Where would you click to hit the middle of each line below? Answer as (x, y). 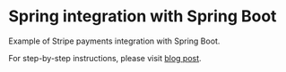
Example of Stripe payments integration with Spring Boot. (114, 41)
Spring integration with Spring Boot (143, 16)
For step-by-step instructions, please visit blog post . (105, 58)
